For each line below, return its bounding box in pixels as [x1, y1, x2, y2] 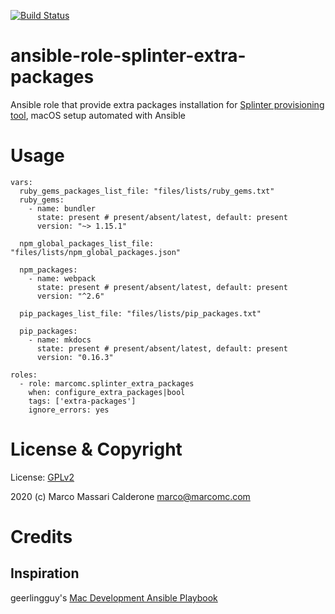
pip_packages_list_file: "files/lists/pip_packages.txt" [19, 308, 262, 319]
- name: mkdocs [28, 335, 92, 345]
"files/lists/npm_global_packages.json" [10, 247, 182, 257]
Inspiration [10, 565, 80, 582]
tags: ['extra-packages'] [28, 396, 137, 406]
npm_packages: [19, 265, 78, 275]
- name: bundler [28, 203, 97, 214]
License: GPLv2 [10, 471, 75, 483]
